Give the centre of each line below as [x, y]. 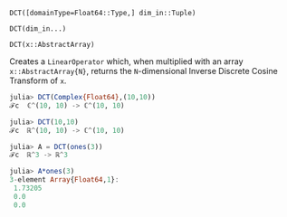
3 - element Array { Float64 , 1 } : [64, 180]
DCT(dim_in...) [38, 29]
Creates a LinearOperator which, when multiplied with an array [126, 61]
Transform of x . [38, 80]
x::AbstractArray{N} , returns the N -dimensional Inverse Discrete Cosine [143, 71]
